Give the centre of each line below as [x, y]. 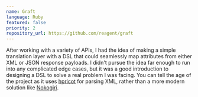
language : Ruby [25, 17]
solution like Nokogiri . [33, 88]
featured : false [26, 22]
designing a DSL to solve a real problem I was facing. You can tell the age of [99, 75]
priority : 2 [21, 28]
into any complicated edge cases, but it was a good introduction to [87, 69]
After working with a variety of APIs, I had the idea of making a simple [91, 50]
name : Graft [21, 11]
